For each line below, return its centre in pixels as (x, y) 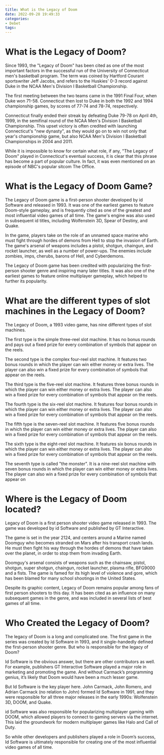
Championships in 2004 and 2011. (39, 142)
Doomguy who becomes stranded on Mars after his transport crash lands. (80, 542)
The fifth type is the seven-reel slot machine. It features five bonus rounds (80, 424)
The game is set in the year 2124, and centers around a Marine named (75, 538)
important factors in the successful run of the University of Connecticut (77, 71)
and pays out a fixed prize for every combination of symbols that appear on (81, 345)
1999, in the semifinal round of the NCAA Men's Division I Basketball (74, 121)
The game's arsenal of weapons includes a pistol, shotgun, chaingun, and (79, 246)
